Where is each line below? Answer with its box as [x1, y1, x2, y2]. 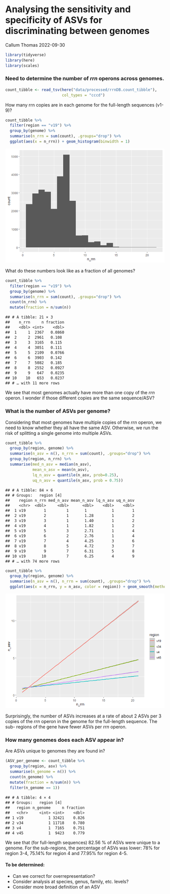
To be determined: [5, 862, 45, 868]
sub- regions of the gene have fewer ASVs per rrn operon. [5, 724, 127, 730]
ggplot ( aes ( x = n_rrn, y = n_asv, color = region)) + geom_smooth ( [10, 584, 155, 590]
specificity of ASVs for [5, 14, 103, 26]
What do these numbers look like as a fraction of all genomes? [5, 267, 136, 273]
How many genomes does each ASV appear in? [5, 736, 124, 743]
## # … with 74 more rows [5, 559, 60, 564]
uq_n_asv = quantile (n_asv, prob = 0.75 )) [32, 478, 123, 483]
